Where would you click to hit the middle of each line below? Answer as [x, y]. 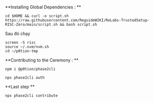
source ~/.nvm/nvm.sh [27, 47]
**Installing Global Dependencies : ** [43, 7]
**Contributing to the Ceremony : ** [42, 60]
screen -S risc [21, 42]
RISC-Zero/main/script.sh [31, 24]
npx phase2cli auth [25, 78]
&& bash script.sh [78, 24]
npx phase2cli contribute [31, 96]
